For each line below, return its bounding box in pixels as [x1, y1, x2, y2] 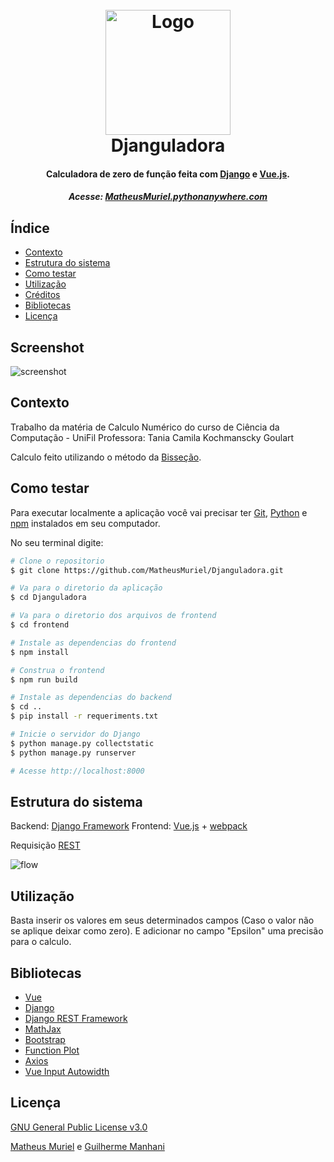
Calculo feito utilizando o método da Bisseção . [10, 451, 202, 463]
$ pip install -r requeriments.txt [10, 711, 159, 722]
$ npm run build [10, 674, 78, 685]
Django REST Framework [24, 1012, 128, 1024]
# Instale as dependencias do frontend [10, 638, 177, 648]
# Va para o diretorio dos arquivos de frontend [10, 611, 217, 621]
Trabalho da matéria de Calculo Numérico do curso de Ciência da [10, 421, 280, 433]
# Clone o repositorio [10, 556, 105, 566]
